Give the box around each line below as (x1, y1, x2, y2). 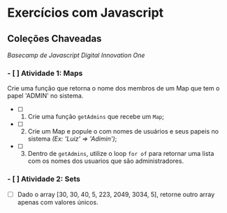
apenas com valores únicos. (17, 198, 99, 206)
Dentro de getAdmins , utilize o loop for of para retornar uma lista (27, 150, 214, 158)
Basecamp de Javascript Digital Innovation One (7, 51, 145, 59)
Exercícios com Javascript (7, 5, 164, 21)
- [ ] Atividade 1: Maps (7, 68, 83, 78)
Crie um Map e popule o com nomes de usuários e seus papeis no (27, 127, 219, 136)
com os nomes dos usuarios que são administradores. (27, 157, 184, 165)
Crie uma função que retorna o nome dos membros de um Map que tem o (7, 84, 220, 93)
